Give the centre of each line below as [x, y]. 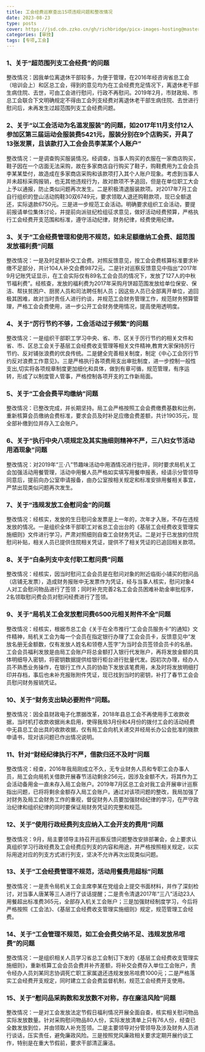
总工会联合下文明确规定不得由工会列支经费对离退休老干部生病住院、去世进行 [103, 100]
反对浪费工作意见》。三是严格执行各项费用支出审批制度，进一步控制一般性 [104, 361]
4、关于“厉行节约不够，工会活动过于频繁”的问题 [77, 324]
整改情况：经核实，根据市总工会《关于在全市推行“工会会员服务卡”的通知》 [100, 629]
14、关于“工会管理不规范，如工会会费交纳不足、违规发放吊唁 [96, 934]
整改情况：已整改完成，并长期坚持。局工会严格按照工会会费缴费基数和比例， [103, 408]
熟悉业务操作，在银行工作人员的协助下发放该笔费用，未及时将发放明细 [105, 667]
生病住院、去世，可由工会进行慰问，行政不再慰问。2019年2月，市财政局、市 [102, 93]
